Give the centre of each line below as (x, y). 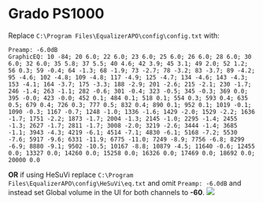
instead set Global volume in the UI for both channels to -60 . (106, 192)
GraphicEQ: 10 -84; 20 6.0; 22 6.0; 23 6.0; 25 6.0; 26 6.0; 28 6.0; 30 (130, 57)
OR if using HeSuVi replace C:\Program (71, 175)
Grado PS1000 (56, 14)
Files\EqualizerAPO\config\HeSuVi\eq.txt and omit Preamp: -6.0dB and (125, 183)
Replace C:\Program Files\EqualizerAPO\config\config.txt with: (114, 35)
